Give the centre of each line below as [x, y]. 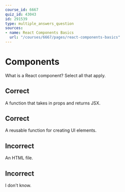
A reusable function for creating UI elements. [51, 130]
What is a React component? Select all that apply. [56, 75]
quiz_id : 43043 [21, 14]
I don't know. [18, 186]
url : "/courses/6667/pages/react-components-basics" [65, 38]
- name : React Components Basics [40, 33]
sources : [14, 28]
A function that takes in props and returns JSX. [53, 103]
